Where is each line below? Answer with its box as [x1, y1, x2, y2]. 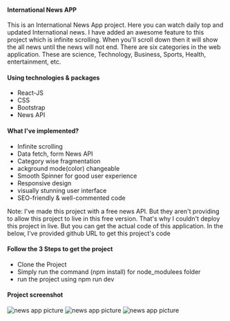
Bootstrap [17, 104, 46, 112]
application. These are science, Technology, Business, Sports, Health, [7, 51, 207, 59]
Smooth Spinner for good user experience [17, 172, 137, 180]
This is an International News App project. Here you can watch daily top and [7, 21, 224, 29]
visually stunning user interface [17, 186, 107, 194]
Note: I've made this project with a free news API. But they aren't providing [7, 207, 220, 215]
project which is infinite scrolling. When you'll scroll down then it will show [7, 35, 218, 44]
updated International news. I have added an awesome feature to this [7, 28, 204, 37]
